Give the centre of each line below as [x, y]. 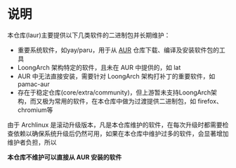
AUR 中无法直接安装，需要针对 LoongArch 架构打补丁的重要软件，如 [116, 76]
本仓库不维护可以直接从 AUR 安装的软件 [65, 157]
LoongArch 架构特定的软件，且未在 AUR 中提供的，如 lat [99, 67]
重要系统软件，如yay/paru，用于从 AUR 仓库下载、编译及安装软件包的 [118, 50]
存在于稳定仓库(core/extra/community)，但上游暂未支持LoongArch [114, 92]
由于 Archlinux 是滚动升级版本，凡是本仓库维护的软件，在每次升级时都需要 [115, 125]
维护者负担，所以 [32, 142]
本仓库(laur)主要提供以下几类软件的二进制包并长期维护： [89, 35]
